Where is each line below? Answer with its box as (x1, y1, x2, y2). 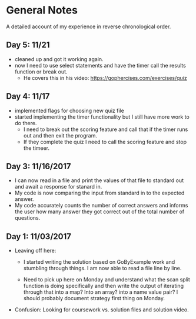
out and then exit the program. (23, 132, 98, 139)
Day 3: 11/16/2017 (6, 161, 71, 171)
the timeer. (23, 145, 50, 152)
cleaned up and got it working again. (14, 55, 104, 62)
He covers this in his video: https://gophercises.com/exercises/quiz (23, 74, 187, 81)
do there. (14, 119, 37, 126)
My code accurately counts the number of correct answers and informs (14, 202, 188, 209)
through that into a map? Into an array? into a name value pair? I (23, 288, 178, 296)
